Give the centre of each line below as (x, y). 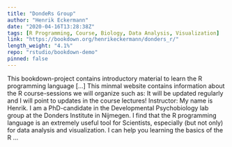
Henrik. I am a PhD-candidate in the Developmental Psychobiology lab (108, 107)
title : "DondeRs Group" (42, 14)
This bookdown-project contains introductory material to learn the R (105, 78)
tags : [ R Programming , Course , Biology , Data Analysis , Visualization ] (113, 33)
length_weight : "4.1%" (40, 46)
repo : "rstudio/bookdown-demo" (53, 53)
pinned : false (28, 59)
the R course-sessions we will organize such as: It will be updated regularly (115, 93)
